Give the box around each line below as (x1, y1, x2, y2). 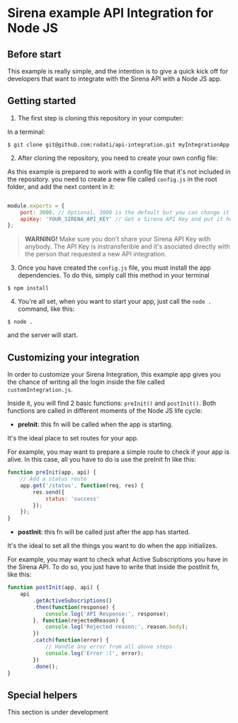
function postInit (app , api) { (7, 584, 100, 591)
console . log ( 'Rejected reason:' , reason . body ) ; (45, 623, 189, 631)
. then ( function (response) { (33, 603, 115, 610)
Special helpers (7, 689, 78, 701)
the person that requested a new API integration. (24, 250, 167, 258)
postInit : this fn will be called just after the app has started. (17, 528, 191, 536)
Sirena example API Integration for (7, 5, 214, 21)
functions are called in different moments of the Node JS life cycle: (7, 406, 203, 415)
